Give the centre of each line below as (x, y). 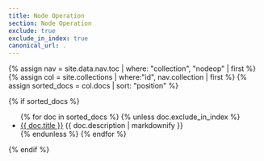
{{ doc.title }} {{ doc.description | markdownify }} (101, 126)
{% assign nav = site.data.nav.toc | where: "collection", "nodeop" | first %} (132, 68)
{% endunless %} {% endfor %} (73, 134)
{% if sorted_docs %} (44, 101)
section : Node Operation (50, 23)
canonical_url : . (38, 46)
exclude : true (32, 31)
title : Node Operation (46, 16)
